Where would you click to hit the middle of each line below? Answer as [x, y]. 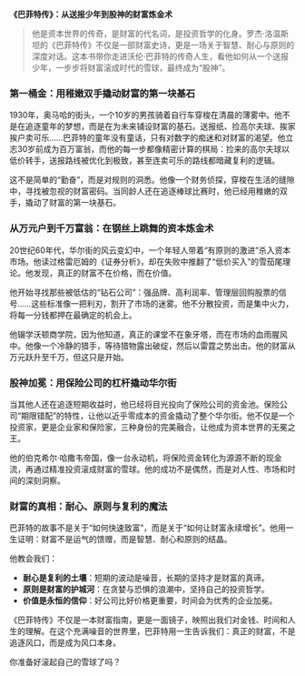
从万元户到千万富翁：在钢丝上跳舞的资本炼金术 [112, 228]
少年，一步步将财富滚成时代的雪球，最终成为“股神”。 [131, 68]
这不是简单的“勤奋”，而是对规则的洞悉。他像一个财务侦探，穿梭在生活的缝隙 [152, 180]
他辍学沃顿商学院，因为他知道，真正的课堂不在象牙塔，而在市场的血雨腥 [144, 334]
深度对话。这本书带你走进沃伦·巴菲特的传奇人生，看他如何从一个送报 [160, 56]
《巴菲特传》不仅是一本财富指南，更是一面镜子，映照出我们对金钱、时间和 [148, 620]
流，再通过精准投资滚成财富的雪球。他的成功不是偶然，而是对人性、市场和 [148, 469]
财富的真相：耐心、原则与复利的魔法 [89, 506]
